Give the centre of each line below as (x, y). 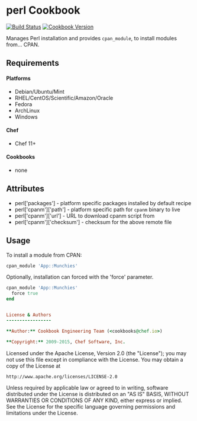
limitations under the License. (42, 413)
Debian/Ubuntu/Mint (40, 91)
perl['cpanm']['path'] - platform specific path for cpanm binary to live (97, 209)
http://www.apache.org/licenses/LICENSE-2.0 (62, 377)
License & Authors (29, 315)
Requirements (33, 63)
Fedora (23, 104)
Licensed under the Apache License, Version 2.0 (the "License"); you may (96, 353)
